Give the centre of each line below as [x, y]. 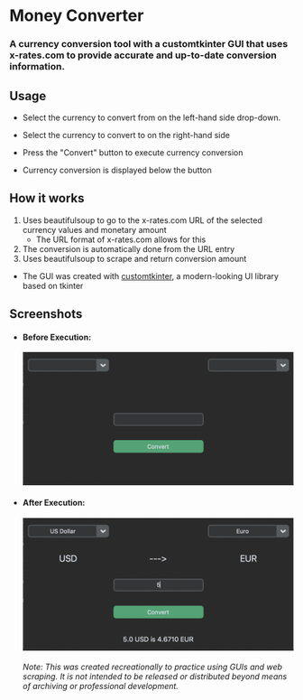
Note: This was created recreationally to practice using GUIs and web [152, 667]
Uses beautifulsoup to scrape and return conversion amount [134, 258]
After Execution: [54, 503]
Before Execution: [57, 337]
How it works [47, 198]
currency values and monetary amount [94, 229]
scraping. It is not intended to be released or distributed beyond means [155, 677]
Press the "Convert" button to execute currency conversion [133, 152]
